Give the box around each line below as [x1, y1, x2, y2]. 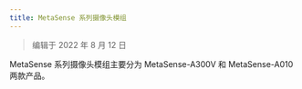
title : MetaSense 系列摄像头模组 [9, 13, 127, 23]
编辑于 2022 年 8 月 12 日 [31, 39, 127, 50]
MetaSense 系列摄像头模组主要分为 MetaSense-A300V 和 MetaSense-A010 [9, 58, 294, 69]
